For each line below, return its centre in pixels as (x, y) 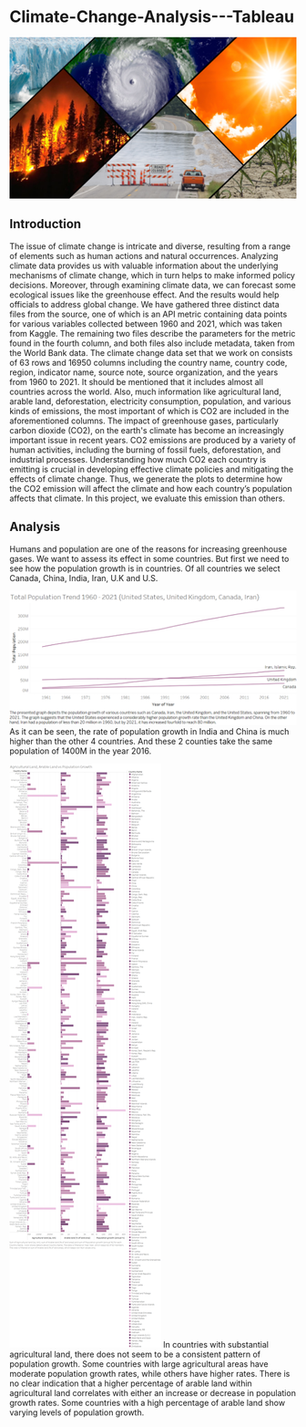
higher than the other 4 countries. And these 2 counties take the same (141, 742)
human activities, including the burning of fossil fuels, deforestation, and (145, 450)
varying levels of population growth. (77, 1412)
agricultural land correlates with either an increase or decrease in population (153, 1393)
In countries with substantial (215, 1345)
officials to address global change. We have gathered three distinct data (144, 304)
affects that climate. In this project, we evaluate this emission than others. (147, 498)
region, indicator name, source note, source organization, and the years (144, 372)
